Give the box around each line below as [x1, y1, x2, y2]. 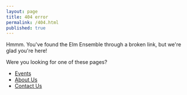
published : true [6, 25, 46, 31]
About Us [14, 76, 38, 83]
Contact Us [14, 83, 42, 90]
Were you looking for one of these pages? [6, 59, 107, 66]
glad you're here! [6, 48, 47, 55]
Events [14, 70, 32, 77]
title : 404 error [6, 14, 49, 20]
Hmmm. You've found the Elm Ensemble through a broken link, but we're [6, 41, 182, 48]
